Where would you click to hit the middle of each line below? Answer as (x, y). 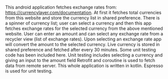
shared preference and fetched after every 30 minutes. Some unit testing (81, 50)
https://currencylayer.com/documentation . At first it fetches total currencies (83, 12)
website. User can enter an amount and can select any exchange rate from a (84, 34)
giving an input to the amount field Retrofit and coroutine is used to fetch (80, 60)
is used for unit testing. (29, 71)
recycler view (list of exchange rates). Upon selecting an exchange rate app (83, 39)
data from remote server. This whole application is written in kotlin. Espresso (84, 65)
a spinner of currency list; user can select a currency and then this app (78, 23)
